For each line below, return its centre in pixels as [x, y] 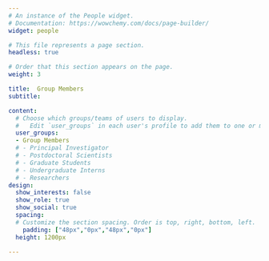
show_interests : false [53, 193]
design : [21, 185]
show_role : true [42, 200]
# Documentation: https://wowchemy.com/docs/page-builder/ [109, 23]
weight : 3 [25, 74]
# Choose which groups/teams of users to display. [102, 118]
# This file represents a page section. [77, 45]
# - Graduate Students [53, 163]
